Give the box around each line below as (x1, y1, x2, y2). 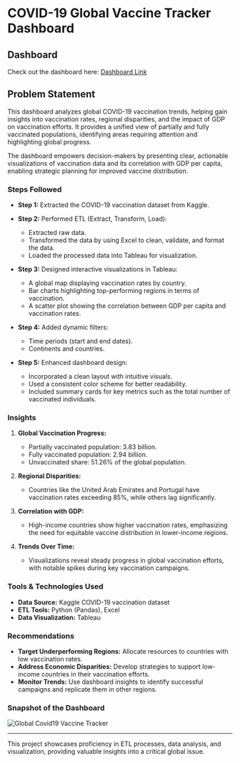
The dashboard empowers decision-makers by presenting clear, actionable (7, 151, 229, 160)
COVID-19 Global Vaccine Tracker (7, 5, 211, 21)
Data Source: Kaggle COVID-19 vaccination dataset (17, 598, 170, 607)
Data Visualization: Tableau (17, 613, 101, 622)
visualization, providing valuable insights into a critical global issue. (7, 747, 205, 756)
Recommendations (7, 631, 75, 641)
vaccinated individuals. (28, 395, 96, 404)
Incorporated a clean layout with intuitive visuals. (28, 372, 173, 381)
